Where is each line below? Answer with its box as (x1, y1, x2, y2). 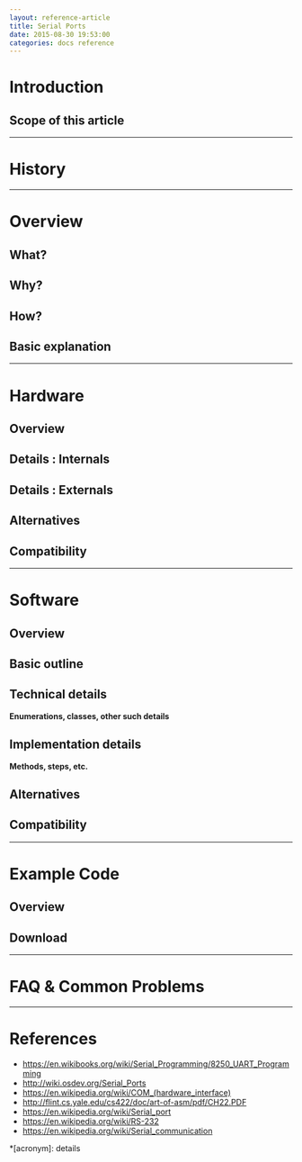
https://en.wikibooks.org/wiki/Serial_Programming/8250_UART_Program (22, 1058, 289, 1069)
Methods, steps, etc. (9, 761, 88, 771)
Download (9, 930, 67, 945)
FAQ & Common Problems (9, 977, 205, 997)
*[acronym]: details (9, 1142, 81, 1153)
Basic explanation (9, 338, 111, 354)
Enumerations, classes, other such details (9, 710, 170, 721)
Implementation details (9, 737, 142, 752)
